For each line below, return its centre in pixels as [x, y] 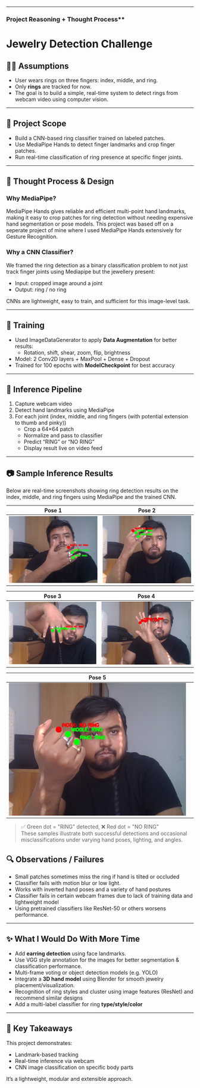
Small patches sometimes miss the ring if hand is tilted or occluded [97, 877]
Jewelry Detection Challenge [79, 44]
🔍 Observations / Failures [55, 859]
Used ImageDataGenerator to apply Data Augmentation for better [96, 340]
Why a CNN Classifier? [40, 252]
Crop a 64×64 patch [49, 429]
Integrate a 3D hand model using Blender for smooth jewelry [89, 979]
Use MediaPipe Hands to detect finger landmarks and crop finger [95, 144]
